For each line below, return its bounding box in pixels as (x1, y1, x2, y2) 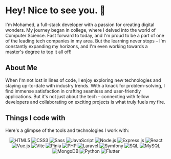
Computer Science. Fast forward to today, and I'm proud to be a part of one (5, 32, 165, 38)
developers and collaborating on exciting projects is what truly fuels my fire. (5, 99, 165, 105)
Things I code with (5, 113, 66, 122)
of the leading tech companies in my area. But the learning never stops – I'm (5, 38, 166, 44)
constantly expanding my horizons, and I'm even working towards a (5, 43, 148, 49)
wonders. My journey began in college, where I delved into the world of (5, 27, 156, 33)
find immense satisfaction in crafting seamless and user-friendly (5, 88, 141, 94)
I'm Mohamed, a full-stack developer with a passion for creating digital (5, 21, 155, 28)
